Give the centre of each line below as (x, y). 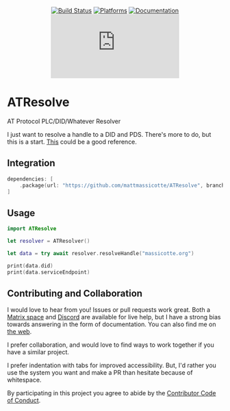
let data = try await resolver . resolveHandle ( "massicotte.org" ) (101, 253)
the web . (20, 332)
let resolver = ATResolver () (49, 241)
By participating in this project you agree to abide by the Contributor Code (112, 393)
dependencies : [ (30, 179)
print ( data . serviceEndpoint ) (49, 272)
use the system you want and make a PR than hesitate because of (100, 373)
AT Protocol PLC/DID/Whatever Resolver (64, 121)
